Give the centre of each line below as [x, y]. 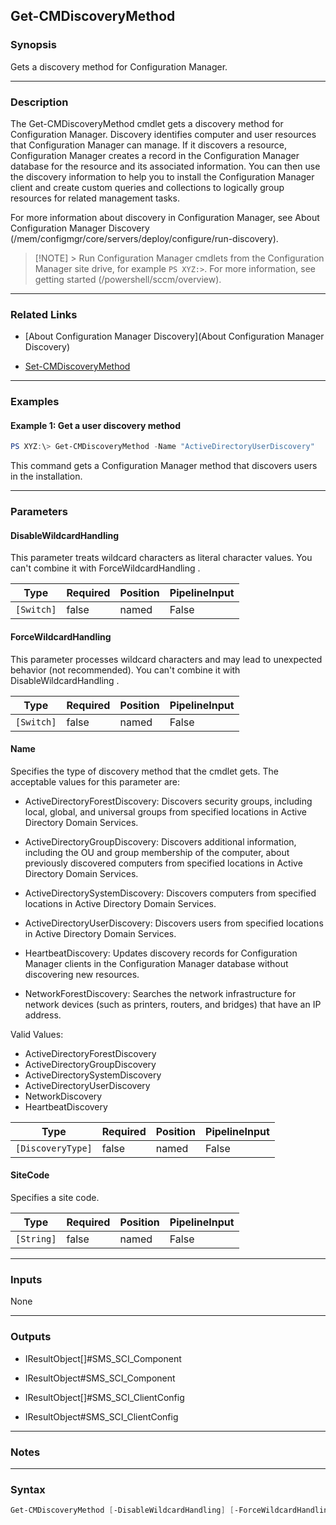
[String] [36, 1239]
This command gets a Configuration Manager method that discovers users [164, 466]
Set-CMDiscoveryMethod [77, 366]
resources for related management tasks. [95, 198]
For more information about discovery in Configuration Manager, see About [165, 217]
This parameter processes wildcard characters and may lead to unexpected [166, 659]
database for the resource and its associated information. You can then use [165, 166]
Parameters [39, 512]
